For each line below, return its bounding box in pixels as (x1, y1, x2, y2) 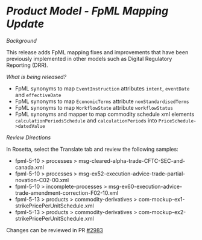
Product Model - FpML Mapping (6, 4, 169, 18)
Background (6, 37, 37, 44)
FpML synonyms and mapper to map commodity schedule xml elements (14, 110, 195, 118)
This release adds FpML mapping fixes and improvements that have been (6, 48, 189, 55)
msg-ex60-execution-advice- (108, 183, 183, 190)
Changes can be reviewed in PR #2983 (6, 226, 104, 233)
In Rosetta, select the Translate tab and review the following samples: (6, 145, 179, 153)
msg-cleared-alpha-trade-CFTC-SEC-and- (78, 157, 186, 164)
